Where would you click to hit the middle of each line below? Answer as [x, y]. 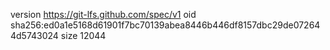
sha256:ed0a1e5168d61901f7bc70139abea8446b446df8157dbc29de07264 [165, 25]
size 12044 [83, 35]
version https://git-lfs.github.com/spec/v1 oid [103, 14]
